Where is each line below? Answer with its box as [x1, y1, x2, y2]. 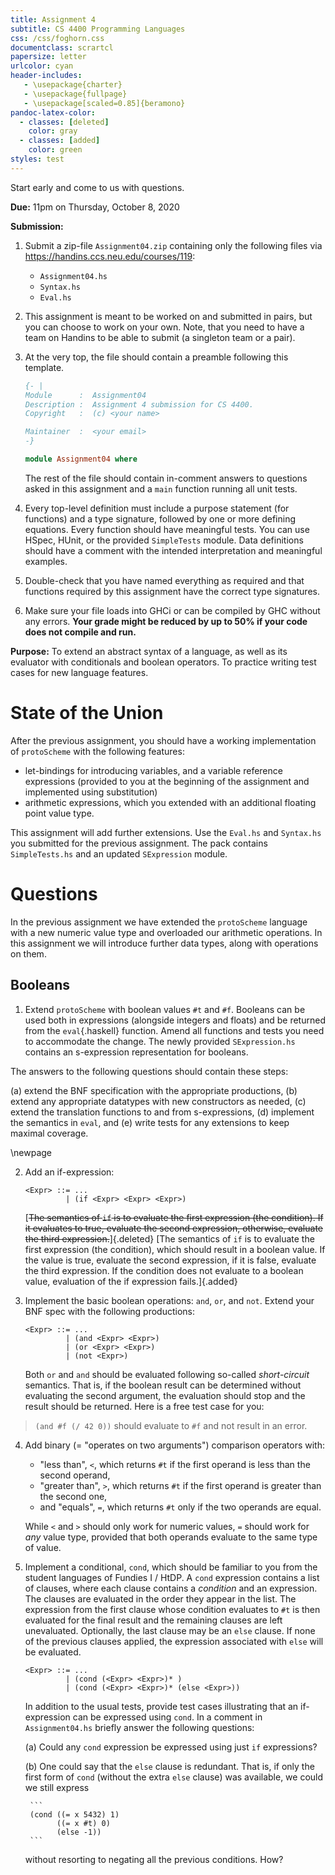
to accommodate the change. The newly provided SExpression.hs [24, 1035, 296, 1047]
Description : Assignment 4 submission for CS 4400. [24, 399, 254, 410]
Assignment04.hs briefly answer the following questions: [24, 1721, 255, 1733]
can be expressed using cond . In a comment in [72, 1711, 263, 1723]
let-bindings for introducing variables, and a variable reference [24, 764, 283, 776]
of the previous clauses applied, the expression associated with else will [24, 1635, 324, 1647]
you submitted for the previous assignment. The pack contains [10, 837, 268, 849]
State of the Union [10, 702, 164, 725]
